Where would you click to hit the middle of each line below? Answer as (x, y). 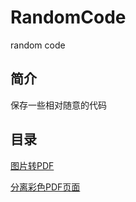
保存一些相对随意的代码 (58, 105)
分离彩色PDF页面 (45, 187)
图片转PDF (32, 165)
